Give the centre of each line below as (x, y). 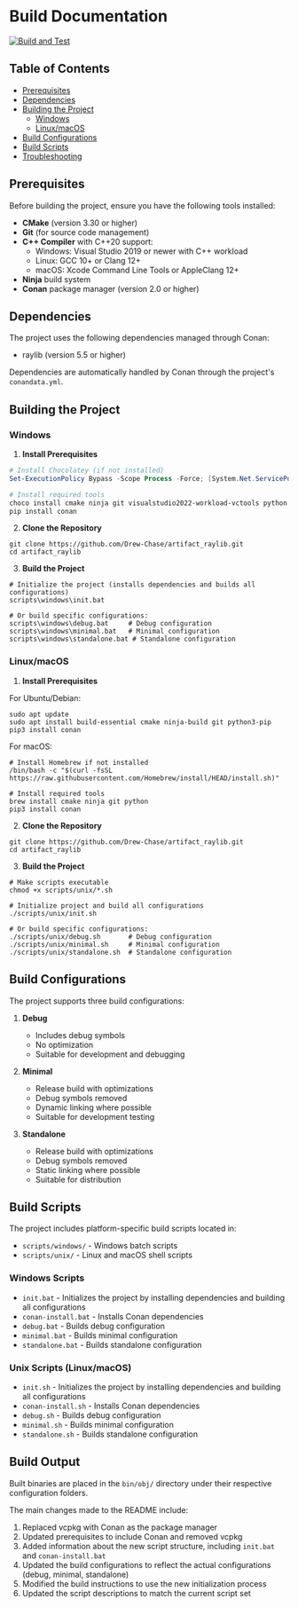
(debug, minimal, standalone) (75, 1574)
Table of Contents (60, 69)
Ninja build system (56, 279)
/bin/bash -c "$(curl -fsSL (61, 770)
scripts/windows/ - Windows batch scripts (100, 1246)
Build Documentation (89, 16)
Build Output (45, 1462)
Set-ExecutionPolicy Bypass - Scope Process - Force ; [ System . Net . (132, 478)
